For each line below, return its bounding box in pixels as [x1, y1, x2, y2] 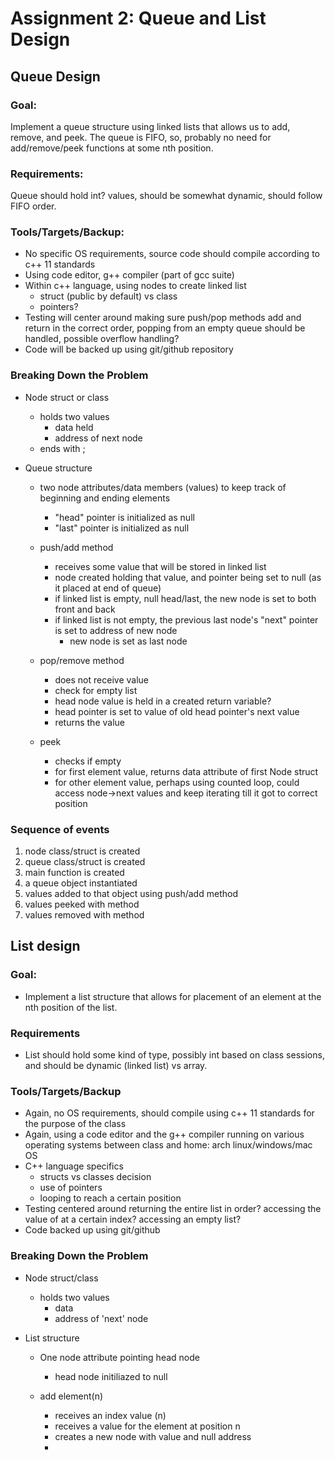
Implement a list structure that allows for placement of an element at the [24, 990, 322, 1002]
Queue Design [10, 68, 101, 85]
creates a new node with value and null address [54, 1430, 252, 1442]
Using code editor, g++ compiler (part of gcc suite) [24, 269, 235, 281]
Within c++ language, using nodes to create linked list [24, 280, 247, 292]
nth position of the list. [24, 1001, 118, 1013]
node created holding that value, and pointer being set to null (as [54, 571, 322, 583]
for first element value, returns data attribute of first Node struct [54, 765, 319, 777]
